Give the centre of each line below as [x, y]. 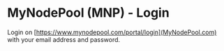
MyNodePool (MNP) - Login [88, 13]
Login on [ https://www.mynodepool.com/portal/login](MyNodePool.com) [112, 32]
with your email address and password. [64, 39]
